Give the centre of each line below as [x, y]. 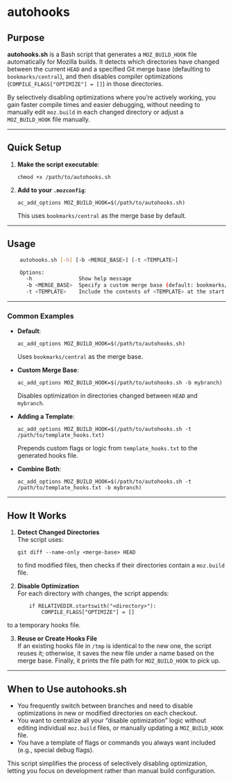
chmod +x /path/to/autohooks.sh [64, 177]
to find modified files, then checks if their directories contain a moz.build [121, 566]
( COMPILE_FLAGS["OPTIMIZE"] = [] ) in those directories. [85, 84]
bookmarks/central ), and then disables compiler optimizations [95, 76]
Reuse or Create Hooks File [57, 638]
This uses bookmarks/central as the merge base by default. [102, 215]
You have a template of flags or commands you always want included [116, 742]
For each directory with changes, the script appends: [93, 593]
